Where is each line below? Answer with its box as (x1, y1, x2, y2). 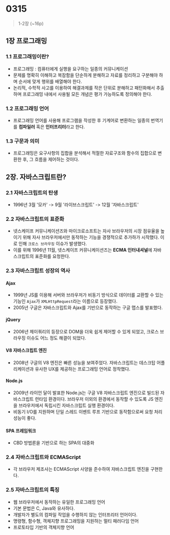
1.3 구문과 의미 (6, 137, 39, 144)
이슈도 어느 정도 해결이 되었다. (26, 335, 87, 341)
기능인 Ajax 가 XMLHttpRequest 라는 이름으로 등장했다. (13, 298, 118, 304)
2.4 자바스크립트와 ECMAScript (6, 454, 81, 461)
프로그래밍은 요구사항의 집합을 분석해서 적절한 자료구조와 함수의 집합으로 (13, 150, 157, 156)
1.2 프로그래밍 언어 (6, 105, 49, 112)
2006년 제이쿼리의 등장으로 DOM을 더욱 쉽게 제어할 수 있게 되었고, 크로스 (13, 328, 159, 334)
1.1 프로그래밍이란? (6, 53, 50, 60)
